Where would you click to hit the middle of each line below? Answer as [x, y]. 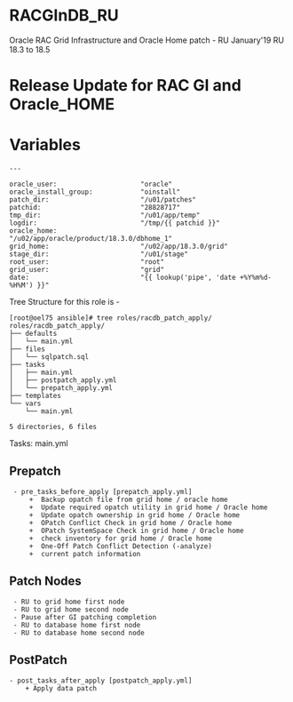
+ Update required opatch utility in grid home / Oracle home [148, 507]
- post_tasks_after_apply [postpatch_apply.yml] [101, 681]
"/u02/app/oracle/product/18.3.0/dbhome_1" [91, 239]
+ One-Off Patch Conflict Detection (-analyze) [121, 546]
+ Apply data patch [61, 688]
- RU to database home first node [77, 625]
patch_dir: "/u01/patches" [103, 200]
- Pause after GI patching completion [85, 617]
